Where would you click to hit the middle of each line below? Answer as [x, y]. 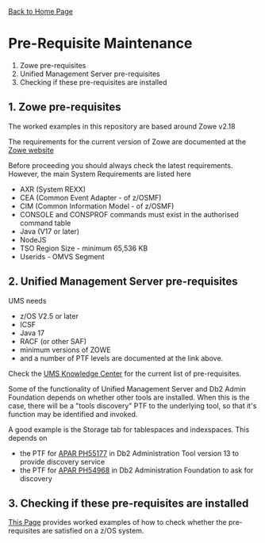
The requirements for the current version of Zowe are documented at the [127, 141]
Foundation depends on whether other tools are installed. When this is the [129, 397]
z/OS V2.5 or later [49, 315]
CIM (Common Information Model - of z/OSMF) [97, 206]
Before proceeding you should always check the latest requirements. [121, 165]
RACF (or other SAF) [53, 341]
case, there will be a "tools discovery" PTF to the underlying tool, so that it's [132, 405]
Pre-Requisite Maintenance [100, 44]
